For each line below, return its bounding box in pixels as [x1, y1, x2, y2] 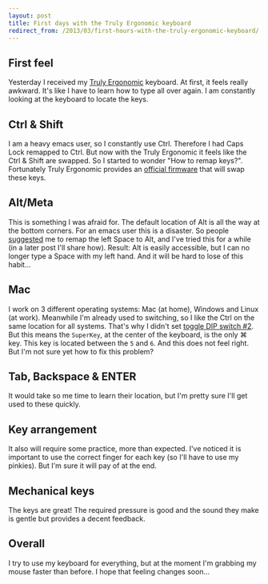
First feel [8, 56, 54, 70]
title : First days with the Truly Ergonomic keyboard [8, 19, 192, 27]
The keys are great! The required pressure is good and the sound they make [8, 506, 259, 515]
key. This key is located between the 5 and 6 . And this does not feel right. [8, 338, 250, 348]
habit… [8, 259, 31, 269]
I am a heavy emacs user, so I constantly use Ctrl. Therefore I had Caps [8, 139, 244, 148]
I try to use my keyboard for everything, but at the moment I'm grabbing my [8, 558, 258, 568]
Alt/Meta [8, 196, 54, 210]
